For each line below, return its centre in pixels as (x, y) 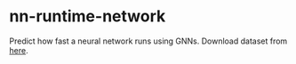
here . (19, 50)
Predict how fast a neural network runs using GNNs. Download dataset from (148, 41)
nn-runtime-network (88, 16)
